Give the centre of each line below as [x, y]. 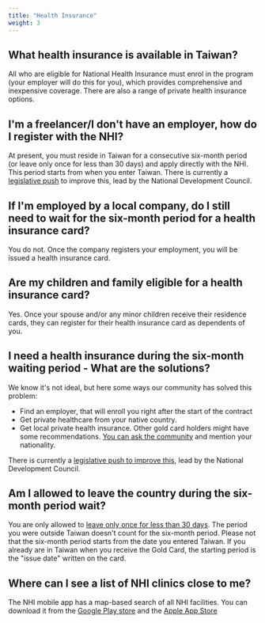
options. [22, 99]
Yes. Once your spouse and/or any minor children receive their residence [127, 314]
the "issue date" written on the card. [67, 558]
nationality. [38, 445]
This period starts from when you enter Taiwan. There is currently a [118, 173]
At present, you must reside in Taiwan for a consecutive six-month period [128, 156]
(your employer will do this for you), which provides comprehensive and [125, 82]
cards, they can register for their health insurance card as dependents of [127, 322]
